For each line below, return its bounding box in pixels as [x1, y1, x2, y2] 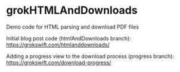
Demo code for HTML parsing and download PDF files [6, 23, 139, 30]
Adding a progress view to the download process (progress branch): [6, 52, 175, 60]
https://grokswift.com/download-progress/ [6, 59, 111, 66]
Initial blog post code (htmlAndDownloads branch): [6, 35, 131, 42]
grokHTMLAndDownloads [6, 4, 138, 17]
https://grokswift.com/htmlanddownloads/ [6, 41, 110, 48]
